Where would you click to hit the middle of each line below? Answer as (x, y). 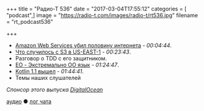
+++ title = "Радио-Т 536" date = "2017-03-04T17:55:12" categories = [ (97, 9)
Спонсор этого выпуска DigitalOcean (55, 90)
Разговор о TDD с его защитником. (61, 58)
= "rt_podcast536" (30, 22)
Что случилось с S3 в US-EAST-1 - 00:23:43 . (73, 52)
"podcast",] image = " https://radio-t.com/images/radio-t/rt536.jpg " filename (102, 15)
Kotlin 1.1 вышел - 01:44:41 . (49, 71)
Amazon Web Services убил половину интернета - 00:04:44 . (93, 45)
